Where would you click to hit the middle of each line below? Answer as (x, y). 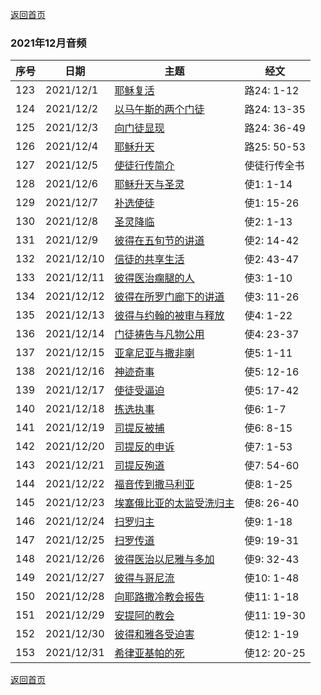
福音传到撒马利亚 (154, 485)
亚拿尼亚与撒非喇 (154, 353)
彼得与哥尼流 (144, 578)
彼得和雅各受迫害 (154, 635)
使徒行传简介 (144, 166)
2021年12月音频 (48, 43)
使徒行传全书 (274, 166)
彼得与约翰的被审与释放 (169, 316)
